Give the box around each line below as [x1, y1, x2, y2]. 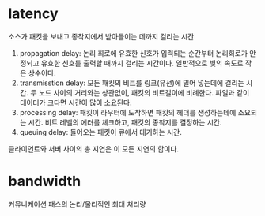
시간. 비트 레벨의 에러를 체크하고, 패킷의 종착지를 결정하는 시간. [28, 117, 222, 127]
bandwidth [8, 173, 81, 190]
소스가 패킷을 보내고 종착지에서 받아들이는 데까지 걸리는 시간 [8, 32, 195, 41]
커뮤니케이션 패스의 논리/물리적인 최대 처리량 [8, 199, 146, 209]
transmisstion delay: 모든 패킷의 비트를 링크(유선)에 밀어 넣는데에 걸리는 [19, 78, 244, 88]
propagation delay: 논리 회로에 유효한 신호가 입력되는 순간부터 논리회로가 [19, 48, 248, 58]
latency [8, 5, 59, 23]
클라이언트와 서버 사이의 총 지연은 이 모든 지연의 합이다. [8, 143, 180, 154]
